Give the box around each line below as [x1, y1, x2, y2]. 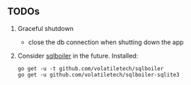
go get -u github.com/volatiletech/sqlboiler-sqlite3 [17, 71, 180, 78]
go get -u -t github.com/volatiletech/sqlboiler [17, 65, 164, 72]
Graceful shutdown [17, 24, 74, 32]
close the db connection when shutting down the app [28, 38, 184, 46]
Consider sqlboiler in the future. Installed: [17, 51, 139, 60]
